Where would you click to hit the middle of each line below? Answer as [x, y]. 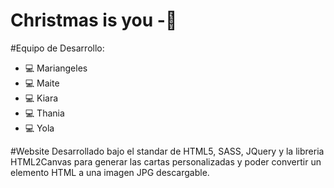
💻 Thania [44, 113]
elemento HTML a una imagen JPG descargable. [110, 172]
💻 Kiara [41, 98]
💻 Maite [42, 83]
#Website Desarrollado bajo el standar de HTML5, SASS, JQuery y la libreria [167, 151]
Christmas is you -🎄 [94, 20]
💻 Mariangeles [56, 68]
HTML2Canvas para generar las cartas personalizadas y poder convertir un [166, 161]
